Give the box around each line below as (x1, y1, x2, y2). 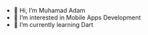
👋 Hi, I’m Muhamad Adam (13, 7, 86, 14)
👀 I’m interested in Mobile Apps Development (13, 13, 141, 22)
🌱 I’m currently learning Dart (13, 21, 94, 28)
